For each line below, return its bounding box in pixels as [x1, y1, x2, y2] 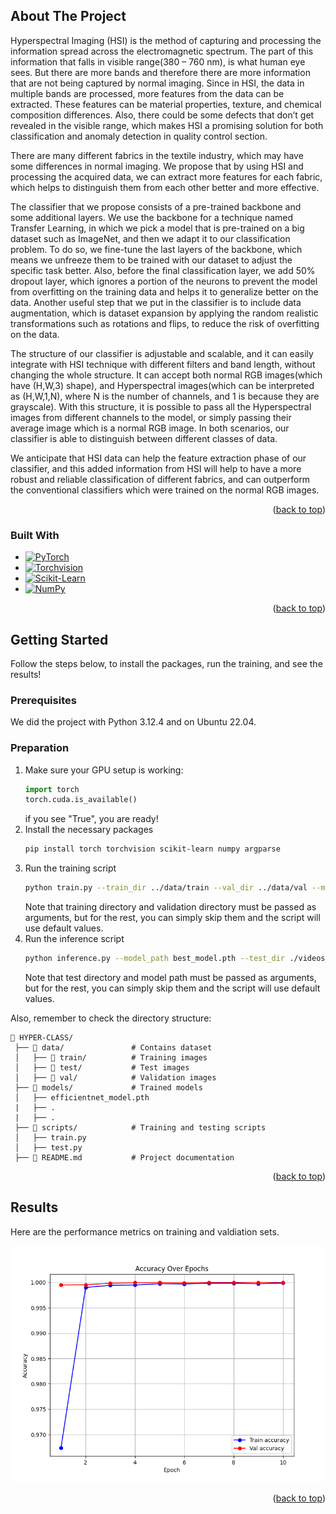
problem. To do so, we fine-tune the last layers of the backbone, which [10, 243, 303, 255]
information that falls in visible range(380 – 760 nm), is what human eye [10, 55, 306, 68]
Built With [10, 528, 60, 542]
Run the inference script [24, 933, 125, 945]
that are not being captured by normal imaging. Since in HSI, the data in [10, 77, 305, 89]
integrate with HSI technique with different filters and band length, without [10, 358, 316, 370]
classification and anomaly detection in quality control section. [10, 130, 268, 142]
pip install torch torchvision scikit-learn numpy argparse [24, 844, 281, 854]
